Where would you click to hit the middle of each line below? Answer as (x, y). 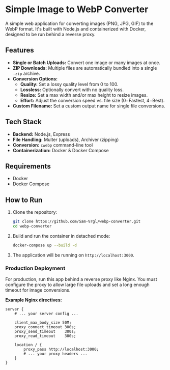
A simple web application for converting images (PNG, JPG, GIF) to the (79, 23)
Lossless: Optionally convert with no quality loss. (72, 90)
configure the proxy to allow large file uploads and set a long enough (77, 285)
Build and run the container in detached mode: (61, 236)
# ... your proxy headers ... (55, 354)
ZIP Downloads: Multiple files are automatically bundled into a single (85, 68)
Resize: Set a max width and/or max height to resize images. (84, 95)
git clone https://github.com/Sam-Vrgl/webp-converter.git (77, 222)
